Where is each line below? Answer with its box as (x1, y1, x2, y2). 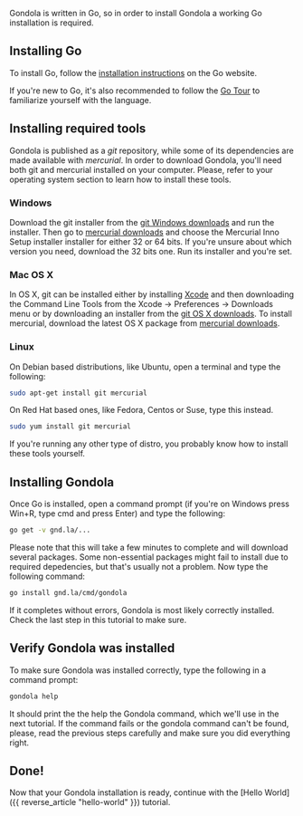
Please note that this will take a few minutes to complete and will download (9, 542, 289, 552)
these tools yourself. (9, 448, 86, 459)
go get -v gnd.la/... (9, 525, 91, 535)
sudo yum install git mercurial (9, 422, 131, 431)
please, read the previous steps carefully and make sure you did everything (9, 727, 291, 738)
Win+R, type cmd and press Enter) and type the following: (9, 508, 226, 519)
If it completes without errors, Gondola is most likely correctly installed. (9, 604, 275, 615)
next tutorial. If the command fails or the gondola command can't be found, (9, 717, 289, 728)
